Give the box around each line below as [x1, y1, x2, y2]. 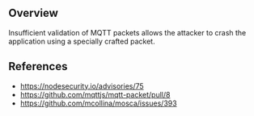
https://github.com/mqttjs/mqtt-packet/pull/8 [19, 89, 171, 99]
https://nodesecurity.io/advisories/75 [19, 81, 144, 91]
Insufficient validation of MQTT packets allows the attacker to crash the [8, 27, 247, 37]
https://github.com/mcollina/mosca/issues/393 [19, 98, 177, 108]
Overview [8, 6, 59, 20]
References [8, 60, 68, 73]
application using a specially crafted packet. [8, 36, 155, 46]
